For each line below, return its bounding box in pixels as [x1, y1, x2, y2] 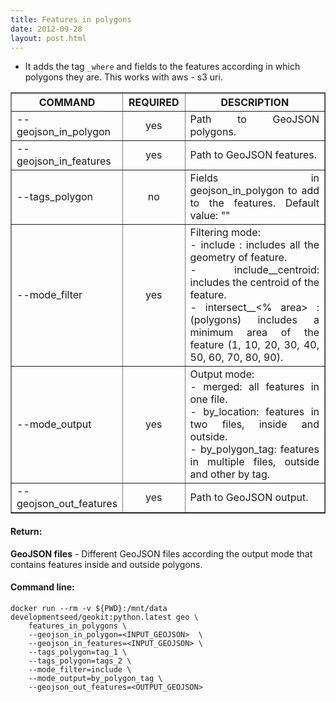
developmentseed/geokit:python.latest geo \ [10, 612, 199, 622]
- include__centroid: [189, 263, 320, 277]
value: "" [189, 209, 231, 223]
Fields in [189, 171, 320, 185]
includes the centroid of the [189, 276, 320, 290]
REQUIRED [128, 96, 180, 110]
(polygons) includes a [189, 313, 320, 327]
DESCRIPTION [220, 96, 290, 110]
